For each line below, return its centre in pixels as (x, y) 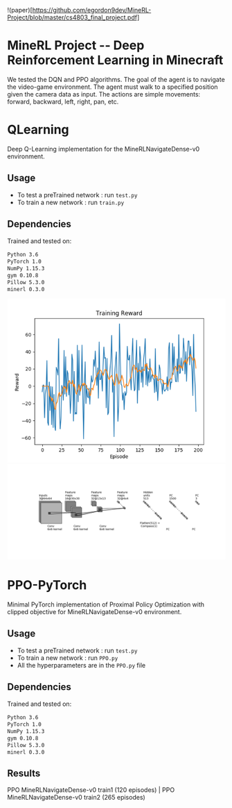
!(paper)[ (20, 10)
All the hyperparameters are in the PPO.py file (81, 665)
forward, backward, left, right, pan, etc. (63, 101)
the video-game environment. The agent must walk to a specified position (113, 87)
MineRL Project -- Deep (76, 46)
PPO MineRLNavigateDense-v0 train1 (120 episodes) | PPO (91, 790)
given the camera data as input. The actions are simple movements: (104, 94)
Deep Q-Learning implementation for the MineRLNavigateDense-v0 (104, 149)
